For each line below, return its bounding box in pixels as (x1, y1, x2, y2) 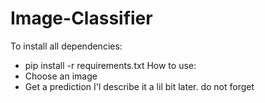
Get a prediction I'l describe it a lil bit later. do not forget (24, 80, 255, 92)
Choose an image (24, 70, 98, 82)
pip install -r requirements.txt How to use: (24, 59, 197, 71)
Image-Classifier (10, 7, 153, 30)
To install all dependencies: (10, 40, 123, 52)
